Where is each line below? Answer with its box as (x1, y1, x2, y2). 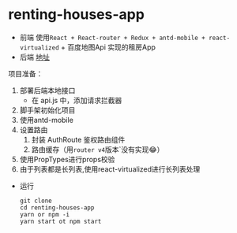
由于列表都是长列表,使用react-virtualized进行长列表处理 (19, 164, 201, 174)
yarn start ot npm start (19, 217, 102, 225)
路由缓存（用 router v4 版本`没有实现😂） (31, 144, 164, 154)
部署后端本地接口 (19, 85, 76, 95)
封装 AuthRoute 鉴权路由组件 (31, 135, 126, 144)
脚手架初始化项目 (19, 105, 76, 115)
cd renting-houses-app (19, 203, 95, 212)
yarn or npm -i (19, 210, 70, 218)
